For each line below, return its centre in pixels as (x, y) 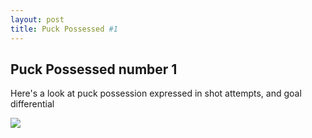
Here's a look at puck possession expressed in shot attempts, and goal (156, 93)
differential (32, 104)
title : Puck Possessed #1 (64, 29)
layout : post (37, 19)
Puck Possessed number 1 (94, 69)
